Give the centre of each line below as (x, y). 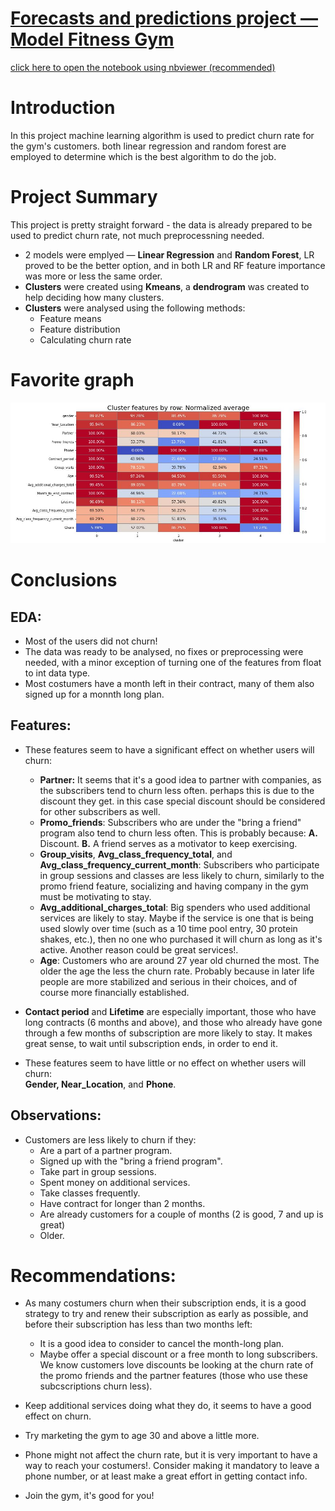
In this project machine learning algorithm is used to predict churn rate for (162, 135)
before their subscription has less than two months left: (138, 1324)
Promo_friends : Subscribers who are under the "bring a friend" (170, 822)
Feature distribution (80, 329)
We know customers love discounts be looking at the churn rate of (176, 1365)
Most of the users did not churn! (91, 641)
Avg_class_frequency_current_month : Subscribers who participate (179, 864)
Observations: (56, 1115)
